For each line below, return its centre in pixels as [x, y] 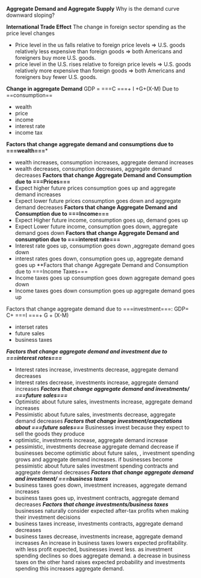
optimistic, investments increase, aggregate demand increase [91, 440]
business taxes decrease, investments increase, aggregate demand [99, 536]
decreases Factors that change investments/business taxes [91, 504]
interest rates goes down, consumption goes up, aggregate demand [99, 258]
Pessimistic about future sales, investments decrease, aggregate [95, 414]
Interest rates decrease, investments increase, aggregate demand [97, 382]
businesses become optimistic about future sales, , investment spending [105, 453]
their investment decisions [48, 517]
